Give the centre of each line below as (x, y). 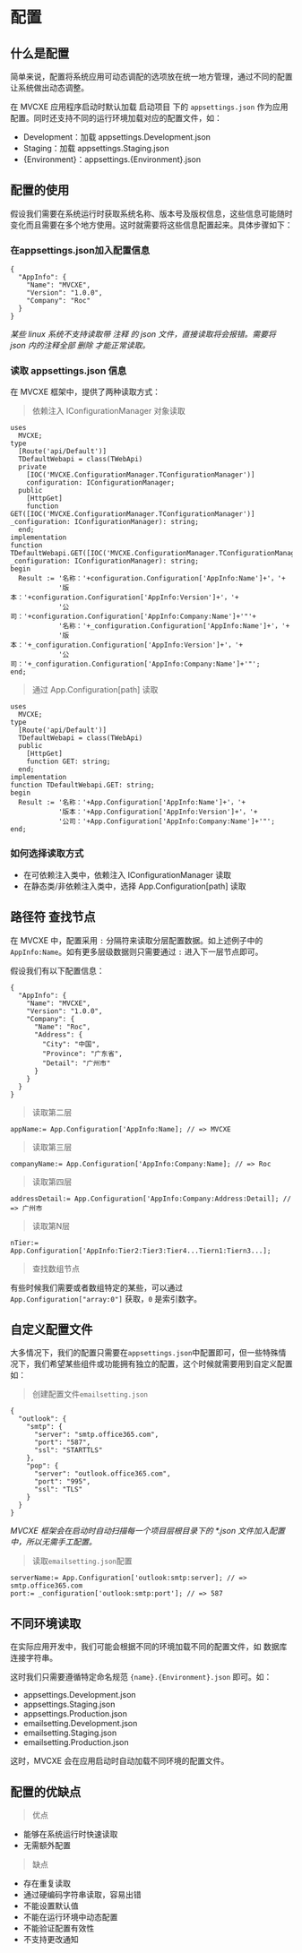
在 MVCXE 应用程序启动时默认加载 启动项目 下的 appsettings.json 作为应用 (150, 107)
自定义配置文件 (52, 1329)
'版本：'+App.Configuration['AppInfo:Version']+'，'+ (158, 812)
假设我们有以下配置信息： (57, 970)
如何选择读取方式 (47, 854)
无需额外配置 (47, 1845)
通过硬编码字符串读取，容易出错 (82, 1894)
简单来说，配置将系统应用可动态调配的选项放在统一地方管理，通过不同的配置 (151, 77)
